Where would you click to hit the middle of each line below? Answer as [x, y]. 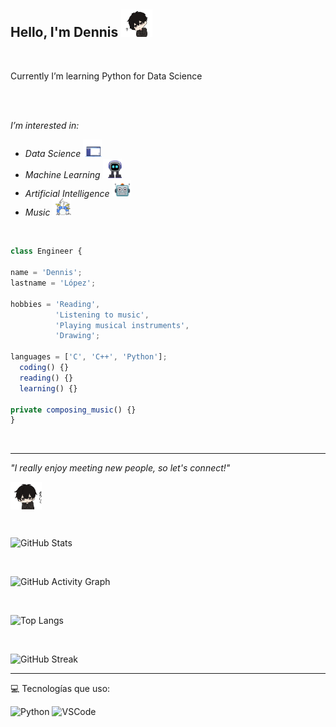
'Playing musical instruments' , [122, 325]
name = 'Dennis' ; [46, 273]
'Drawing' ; [77, 336]
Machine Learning [62, 174]
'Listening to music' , [102, 315]
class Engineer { [46, 251]
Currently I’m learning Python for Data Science [106, 76]
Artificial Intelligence [67, 193]
